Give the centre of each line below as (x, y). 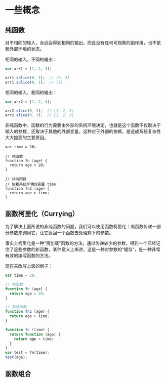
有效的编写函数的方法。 (29, 255)
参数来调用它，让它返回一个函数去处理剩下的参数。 (61, 233)
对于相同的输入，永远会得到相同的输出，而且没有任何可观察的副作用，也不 (81, 43)
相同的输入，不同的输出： (31, 59)
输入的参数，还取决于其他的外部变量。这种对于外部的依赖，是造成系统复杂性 (83, 131)
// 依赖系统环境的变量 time (31, 184)
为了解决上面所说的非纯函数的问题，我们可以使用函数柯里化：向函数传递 (79, 227)
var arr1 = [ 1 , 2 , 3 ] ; (28, 69)
